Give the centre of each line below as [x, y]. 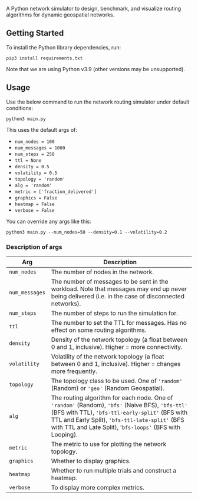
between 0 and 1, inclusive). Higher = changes [116, 364]
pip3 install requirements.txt [44, 58]
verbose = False [34, 210]
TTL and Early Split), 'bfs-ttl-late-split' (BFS [118, 420]
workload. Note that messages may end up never [119, 289]
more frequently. [74, 371]
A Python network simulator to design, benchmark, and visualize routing [94, 9]
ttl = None [28, 160]
